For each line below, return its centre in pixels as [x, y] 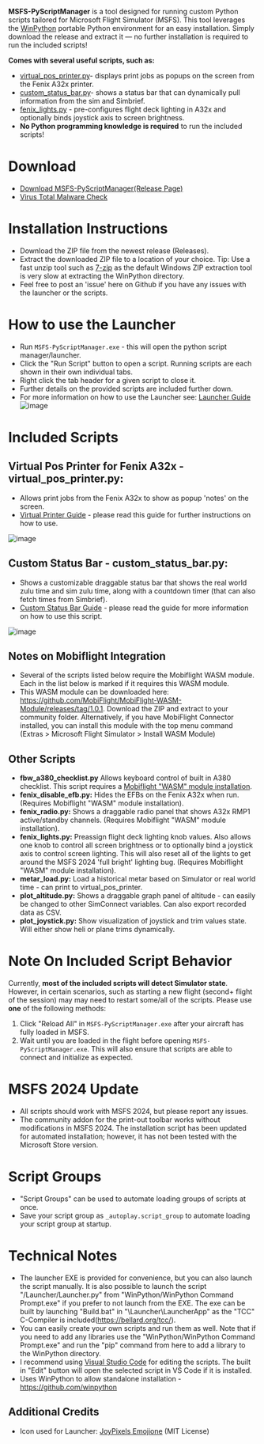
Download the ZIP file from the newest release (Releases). [114, 250]
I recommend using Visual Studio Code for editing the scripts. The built [135, 1362]
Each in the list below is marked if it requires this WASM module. [124, 684]
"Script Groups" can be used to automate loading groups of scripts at [133, 1199]
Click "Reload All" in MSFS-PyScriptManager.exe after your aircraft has [132, 1024]
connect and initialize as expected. [76, 1057]
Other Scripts [42, 759]
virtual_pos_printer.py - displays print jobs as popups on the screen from [137, 76]
